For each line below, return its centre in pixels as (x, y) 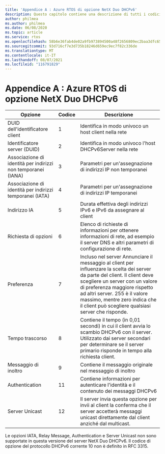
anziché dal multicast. (105, 424)
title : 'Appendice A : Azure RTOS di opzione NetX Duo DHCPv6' (71, 10)
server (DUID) (24, 149)
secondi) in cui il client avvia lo (115, 326)
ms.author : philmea (25, 23)
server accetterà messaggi (111, 411)
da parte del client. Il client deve (117, 275)
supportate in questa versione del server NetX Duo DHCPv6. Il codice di (78, 441)
